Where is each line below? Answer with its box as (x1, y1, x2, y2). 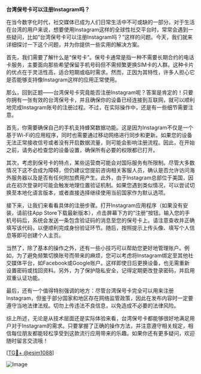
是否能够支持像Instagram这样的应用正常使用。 (6, 76, 120, 83)
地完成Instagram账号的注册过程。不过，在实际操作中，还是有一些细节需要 (6, 104, 188, 111)
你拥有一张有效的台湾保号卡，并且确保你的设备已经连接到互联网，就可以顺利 (6, 96, 195, 104)
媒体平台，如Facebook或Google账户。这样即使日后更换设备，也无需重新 (11, 260, 190, 266)
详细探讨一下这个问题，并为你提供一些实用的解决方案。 (6, 41, 142, 48)
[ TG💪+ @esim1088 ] (6, 349, 54, 356)
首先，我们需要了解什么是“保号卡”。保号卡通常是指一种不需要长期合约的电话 (6, 54, 194, 60)
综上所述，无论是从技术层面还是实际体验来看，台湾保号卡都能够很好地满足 (6, 315, 190, 322)
